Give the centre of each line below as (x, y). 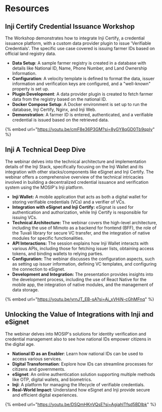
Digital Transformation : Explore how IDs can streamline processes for (82, 364)
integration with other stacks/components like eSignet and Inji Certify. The (80, 172)
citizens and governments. (39, 369)
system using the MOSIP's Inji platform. (45, 187)
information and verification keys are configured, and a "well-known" (81, 84)
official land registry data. (31, 54)
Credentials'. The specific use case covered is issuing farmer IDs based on (80, 48)
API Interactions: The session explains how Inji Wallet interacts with (80, 243)
